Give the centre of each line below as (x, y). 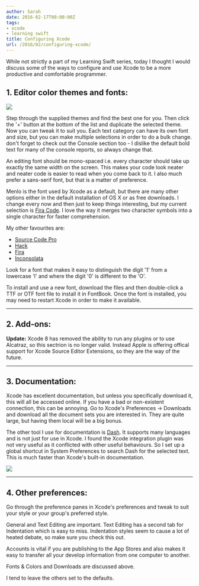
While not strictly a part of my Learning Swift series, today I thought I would (98, 61)
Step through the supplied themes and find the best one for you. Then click (98, 118)
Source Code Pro (36, 239)
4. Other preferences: (47, 493)
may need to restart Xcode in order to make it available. (74, 300)
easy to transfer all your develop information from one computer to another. (98, 555)
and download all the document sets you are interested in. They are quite (95, 414)
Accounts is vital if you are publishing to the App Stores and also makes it (96, 549)
